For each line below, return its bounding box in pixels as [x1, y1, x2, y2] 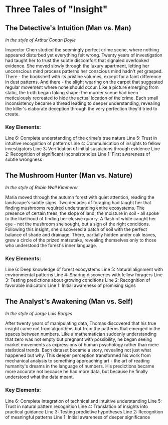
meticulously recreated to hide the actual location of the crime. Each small [5, 95, 158, 101]
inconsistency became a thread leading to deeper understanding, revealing [5, 100, 160, 106]
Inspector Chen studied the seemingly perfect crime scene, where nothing [5, 47, 159, 52]
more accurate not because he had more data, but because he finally [5, 369, 148, 375]
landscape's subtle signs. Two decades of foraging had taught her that [5, 200, 151, 206]
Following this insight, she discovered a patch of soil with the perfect [5, 226, 147, 232]
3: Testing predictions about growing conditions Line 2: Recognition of [5, 277, 150, 283]
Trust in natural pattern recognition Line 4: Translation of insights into [5, 403, 148, 409]
